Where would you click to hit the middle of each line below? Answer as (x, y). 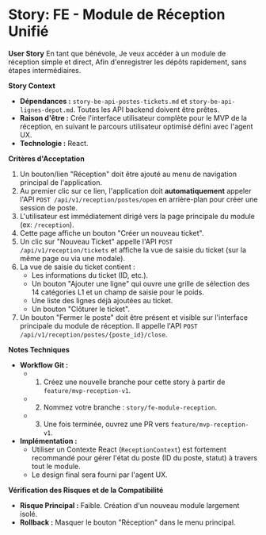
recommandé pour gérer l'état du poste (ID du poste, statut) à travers (144, 457)
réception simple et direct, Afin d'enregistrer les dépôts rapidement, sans (127, 62)
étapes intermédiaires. (45, 70)
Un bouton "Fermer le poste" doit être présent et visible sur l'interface (133, 317)
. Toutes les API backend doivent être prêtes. (146, 110)
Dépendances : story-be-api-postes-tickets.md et (103, 101)
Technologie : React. (54, 143)
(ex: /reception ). (47, 225)
